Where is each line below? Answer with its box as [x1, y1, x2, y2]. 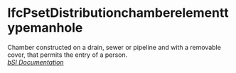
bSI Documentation [7, 58, 64, 66]
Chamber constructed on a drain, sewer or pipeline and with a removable [7, 43, 222, 51]
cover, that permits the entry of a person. [7, 51, 128, 59]
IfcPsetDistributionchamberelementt [7, 5, 229, 21]
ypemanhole [7, 20, 83, 36]
